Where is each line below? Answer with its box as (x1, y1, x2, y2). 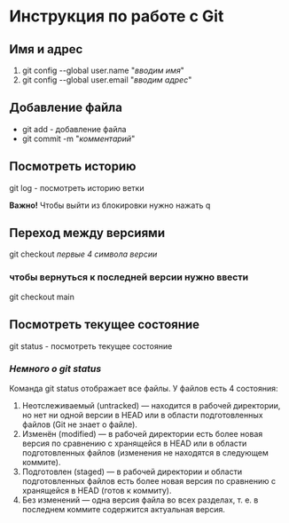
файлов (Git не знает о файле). (21, 419, 137, 430)
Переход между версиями (9, 226, 166, 241)
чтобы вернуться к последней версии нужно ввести (9, 271, 249, 283)
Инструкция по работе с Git (9, 6, 224, 27)
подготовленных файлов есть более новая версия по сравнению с (21, 475, 277, 486)
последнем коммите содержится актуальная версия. (21, 503, 226, 514)
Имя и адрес (9, 42, 83, 57)
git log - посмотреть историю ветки (9, 182, 144, 193)
